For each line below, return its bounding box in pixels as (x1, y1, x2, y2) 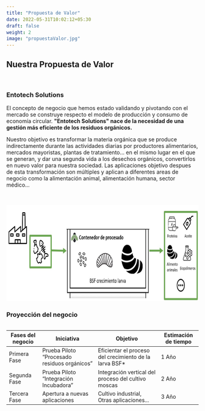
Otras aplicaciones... (98, 396, 149, 404)
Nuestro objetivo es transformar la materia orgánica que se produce (6, 136, 178, 143)
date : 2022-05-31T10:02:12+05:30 (6, 16, 92, 23)
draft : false (6, 23, 40, 29)
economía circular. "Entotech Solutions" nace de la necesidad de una (6, 117, 184, 125)
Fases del (10, 331, 35, 339)
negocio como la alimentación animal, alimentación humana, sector (6, 175, 176, 182)
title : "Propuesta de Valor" (6, 10, 81, 16)
